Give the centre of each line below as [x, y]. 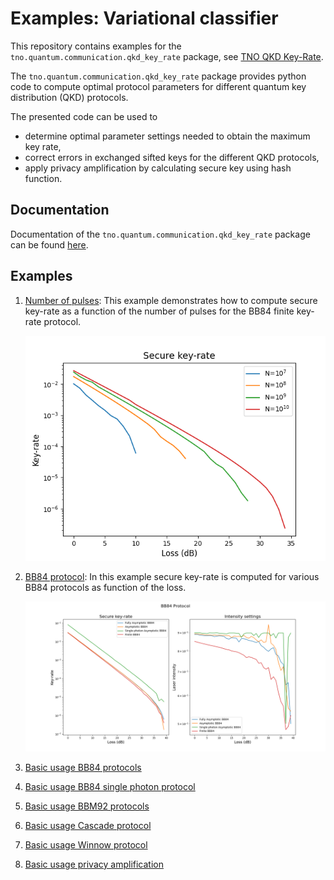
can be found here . [49, 244]
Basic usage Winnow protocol [86, 844]
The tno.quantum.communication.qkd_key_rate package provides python [158, 76]
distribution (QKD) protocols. [69, 97]
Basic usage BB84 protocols [83, 767]
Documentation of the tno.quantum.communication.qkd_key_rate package [160, 234]
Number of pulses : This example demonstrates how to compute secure [171, 300]
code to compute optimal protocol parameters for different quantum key [158, 86]
